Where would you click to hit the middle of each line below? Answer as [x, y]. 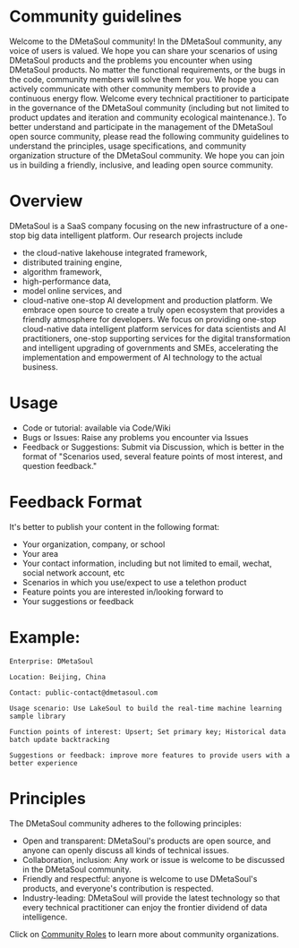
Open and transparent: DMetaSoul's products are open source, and [146, 841]
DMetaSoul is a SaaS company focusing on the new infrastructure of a [139, 226]
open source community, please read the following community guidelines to [149, 136]
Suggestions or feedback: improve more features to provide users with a [150, 755]
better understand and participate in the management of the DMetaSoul [141, 126]
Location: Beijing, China [57, 677]
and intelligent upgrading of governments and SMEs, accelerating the [150, 347]
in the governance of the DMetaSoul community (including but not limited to [149, 107]
